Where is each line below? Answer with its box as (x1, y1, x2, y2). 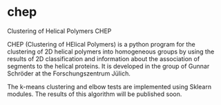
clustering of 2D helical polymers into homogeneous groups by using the (7, 47, 215, 56)
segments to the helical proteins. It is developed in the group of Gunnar (7, 62, 210, 70)
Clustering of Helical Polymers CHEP (7, 27, 112, 35)
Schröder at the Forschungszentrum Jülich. (7, 69, 131, 78)
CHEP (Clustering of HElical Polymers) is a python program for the (7, 40, 195, 48)
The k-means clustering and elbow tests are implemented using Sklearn (7, 82, 212, 91)
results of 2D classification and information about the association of (7, 54, 200, 62)
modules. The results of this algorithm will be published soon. (7, 90, 182, 98)
